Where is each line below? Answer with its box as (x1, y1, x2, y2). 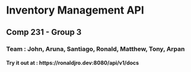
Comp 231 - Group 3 (6, 27, 82, 37)
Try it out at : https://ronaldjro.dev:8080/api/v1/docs (6, 60, 139, 67)
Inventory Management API (6, 4, 144, 17)
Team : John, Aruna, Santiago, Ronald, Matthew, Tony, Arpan (6, 45, 185, 53)
